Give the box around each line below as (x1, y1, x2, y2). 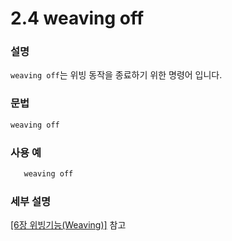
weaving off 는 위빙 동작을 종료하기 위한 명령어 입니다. (10, 69, 223, 81)
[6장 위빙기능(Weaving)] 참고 (10, 219, 127, 231)
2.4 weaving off (10, 7, 145, 30)
